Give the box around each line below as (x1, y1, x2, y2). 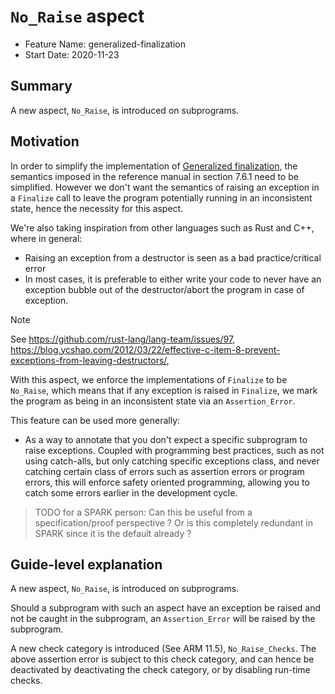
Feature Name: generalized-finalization (24, 38, 186, 50)
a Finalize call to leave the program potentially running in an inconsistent (10, 191, 313, 204)
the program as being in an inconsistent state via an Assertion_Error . (10, 395, 296, 407)
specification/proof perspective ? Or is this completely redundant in (34, 516, 314, 529)
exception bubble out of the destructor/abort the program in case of (24, 283, 305, 295)
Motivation (10, 133, 80, 150)
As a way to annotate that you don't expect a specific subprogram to (24, 433, 308, 445)
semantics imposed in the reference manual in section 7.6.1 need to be (10, 170, 299, 182)
